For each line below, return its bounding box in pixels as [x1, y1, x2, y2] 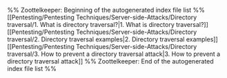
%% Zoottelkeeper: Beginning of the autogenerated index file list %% [7, 6, 206, 14]
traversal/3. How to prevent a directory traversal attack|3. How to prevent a [7, 50, 221, 58]
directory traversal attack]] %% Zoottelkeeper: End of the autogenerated [7, 57, 214, 65]
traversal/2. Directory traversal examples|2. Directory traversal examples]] [7, 35, 219, 43]
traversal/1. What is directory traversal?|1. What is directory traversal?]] [7, 21, 209, 28]
